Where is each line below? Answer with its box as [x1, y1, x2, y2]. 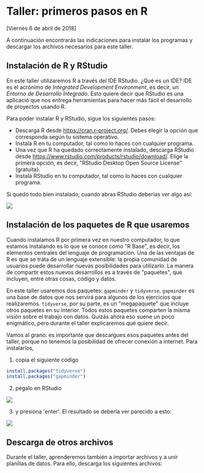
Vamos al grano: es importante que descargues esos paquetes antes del [6, 331, 189, 338]
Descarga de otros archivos [6, 437, 114, 447]
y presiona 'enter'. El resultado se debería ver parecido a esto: [15, 408, 172, 415]
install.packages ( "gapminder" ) [6, 373, 86, 380]
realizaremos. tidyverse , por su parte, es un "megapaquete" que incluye [6, 300, 189, 307]
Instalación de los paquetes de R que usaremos [6, 220, 190, 230]
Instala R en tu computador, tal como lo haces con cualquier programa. [15, 140, 194, 147]
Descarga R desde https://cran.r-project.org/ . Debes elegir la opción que [15, 127, 199, 134]
